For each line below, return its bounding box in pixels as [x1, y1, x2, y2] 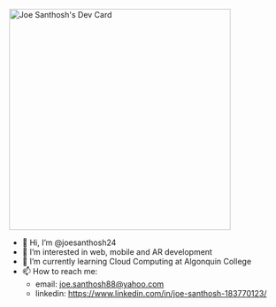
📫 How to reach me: [21, 266, 98, 276]
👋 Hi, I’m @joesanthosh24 [21, 237, 117, 248]
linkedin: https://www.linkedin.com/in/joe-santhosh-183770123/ [34, 288, 267, 298]
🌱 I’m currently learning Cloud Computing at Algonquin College [21, 257, 252, 266]
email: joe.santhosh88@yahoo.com [34, 279, 165, 289]
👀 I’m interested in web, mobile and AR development [21, 247, 212, 257]
